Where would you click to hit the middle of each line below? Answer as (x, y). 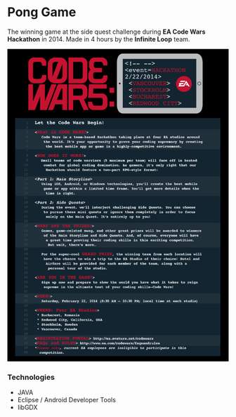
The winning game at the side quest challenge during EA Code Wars (106, 32)
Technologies (31, 377)
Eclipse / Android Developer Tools (66, 400)
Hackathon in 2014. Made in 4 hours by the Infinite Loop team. (99, 39)
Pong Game (42, 12)
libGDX (27, 407)
